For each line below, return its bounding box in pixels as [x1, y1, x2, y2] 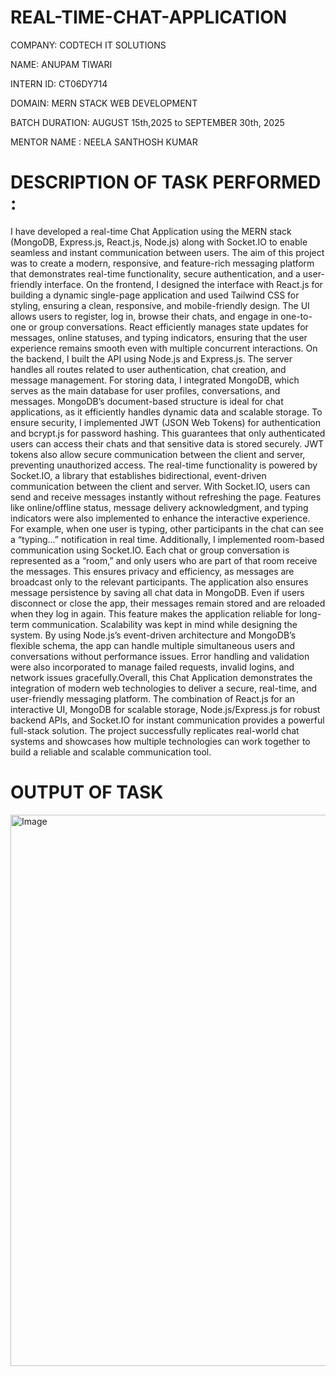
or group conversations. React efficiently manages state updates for [28, 321, 309, 333]
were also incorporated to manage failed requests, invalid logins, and [10, 661, 295, 673]
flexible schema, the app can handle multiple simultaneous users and [10, 639, 296, 651]
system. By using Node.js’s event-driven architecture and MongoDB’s [10, 629, 297, 641]
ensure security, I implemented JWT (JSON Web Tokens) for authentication [10, 416, 322, 428]
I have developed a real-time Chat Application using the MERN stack [10, 225, 292, 237]
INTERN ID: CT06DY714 [10, 77, 108, 90]
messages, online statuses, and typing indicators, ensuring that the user [10, 331, 308, 343]
